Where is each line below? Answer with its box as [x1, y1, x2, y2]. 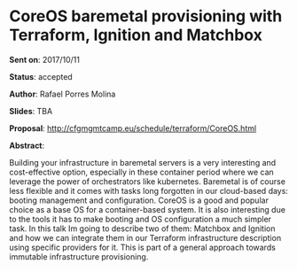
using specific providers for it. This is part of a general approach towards [9, 242, 277, 252]
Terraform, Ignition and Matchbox [9, 25, 263, 45]
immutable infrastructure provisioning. [9, 251, 149, 262]
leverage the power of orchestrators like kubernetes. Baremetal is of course [9, 175, 286, 187]
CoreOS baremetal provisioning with [9, 6, 283, 27]
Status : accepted [9, 71, 73, 81]
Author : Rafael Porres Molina [9, 89, 116, 99]
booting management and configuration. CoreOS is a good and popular [9, 195, 269, 205]
